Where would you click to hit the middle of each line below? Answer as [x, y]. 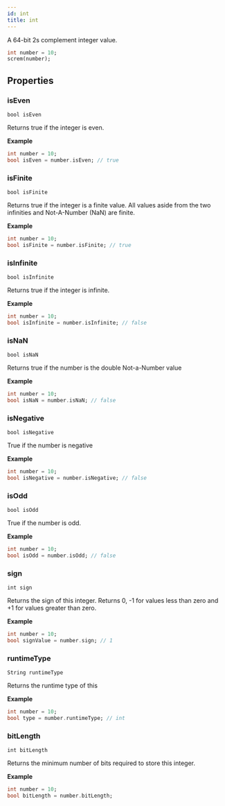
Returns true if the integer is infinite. [58, 290]
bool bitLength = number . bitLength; [60, 796]
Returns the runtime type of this [53, 686]
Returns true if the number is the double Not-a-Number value [94, 368]
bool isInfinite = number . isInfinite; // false [77, 323]
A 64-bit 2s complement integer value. [62, 40]
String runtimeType [35, 673]
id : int [18, 14]
